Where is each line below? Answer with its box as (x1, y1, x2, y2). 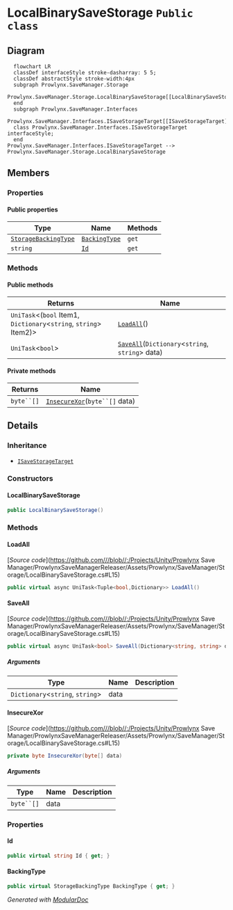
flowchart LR (13, 63, 51, 70)
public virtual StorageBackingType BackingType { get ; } (7, 882, 175, 890)
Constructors (7, 474, 53, 484)
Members (7, 167, 50, 179)
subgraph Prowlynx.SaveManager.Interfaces (13, 106, 138, 113)
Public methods (7, 280, 53, 289)
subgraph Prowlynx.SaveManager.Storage (13, 81, 129, 88)
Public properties (7, 205, 58, 214)
